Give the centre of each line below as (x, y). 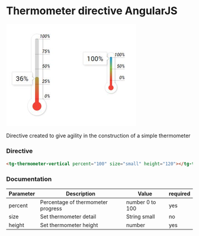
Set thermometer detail (68, 216)
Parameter (22, 193)
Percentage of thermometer (74, 202)
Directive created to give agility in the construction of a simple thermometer (98, 135)
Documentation (29, 179)
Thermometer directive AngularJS (92, 11)
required (179, 193)
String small (141, 216)
